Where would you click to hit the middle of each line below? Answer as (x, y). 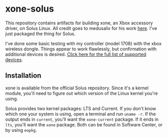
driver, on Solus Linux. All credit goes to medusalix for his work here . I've (81, 28)
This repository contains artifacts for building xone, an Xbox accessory (79, 23)
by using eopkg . (21, 130)
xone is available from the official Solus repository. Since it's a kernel (77, 88)
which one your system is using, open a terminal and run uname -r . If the (80, 114)
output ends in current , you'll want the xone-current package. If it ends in (82, 119)
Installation (23, 76)
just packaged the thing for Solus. (40, 33)
